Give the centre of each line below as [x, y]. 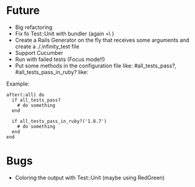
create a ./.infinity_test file [47, 46]
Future [23, 11]
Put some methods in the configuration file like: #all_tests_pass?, [96, 65]
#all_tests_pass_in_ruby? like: [52, 72]
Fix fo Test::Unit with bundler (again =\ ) [64, 33]
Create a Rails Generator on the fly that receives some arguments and [102, 40]
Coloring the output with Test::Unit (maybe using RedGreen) [90, 177]
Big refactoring [34, 27]
